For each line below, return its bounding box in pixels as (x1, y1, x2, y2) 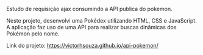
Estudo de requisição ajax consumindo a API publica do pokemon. (6, 5, 173, 12)
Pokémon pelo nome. (6, 30, 60, 37)
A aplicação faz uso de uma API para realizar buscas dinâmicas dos (6, 24, 177, 31)
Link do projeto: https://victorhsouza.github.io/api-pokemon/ (6, 42, 158, 49)
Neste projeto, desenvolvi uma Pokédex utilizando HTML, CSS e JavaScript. (6, 17, 197, 24)
